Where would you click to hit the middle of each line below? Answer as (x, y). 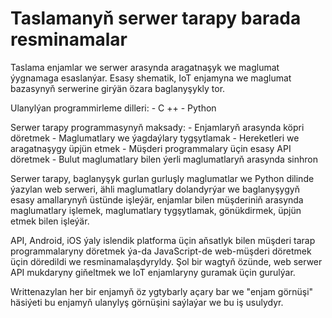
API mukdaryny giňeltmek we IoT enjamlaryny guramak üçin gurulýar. (153, 272)
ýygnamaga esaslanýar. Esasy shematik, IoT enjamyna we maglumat (151, 78)
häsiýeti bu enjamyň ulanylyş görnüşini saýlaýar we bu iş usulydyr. (147, 302)
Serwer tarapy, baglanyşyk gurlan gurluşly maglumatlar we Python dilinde (162, 178)
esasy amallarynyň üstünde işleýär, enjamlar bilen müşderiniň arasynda (157, 199)
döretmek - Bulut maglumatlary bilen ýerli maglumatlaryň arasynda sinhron (164, 159)
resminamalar (69, 39)
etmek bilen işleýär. (50, 221)
